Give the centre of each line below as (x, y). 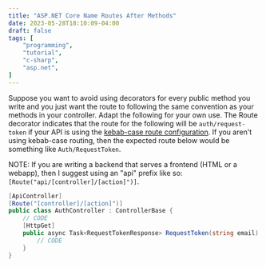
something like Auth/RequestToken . (65, 149)
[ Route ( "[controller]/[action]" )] (66, 203)
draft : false (30, 30)
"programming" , (48, 46)
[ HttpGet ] (39, 226)
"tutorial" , (42, 53)
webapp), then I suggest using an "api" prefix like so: (95, 173)
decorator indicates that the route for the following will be (103, 123)
